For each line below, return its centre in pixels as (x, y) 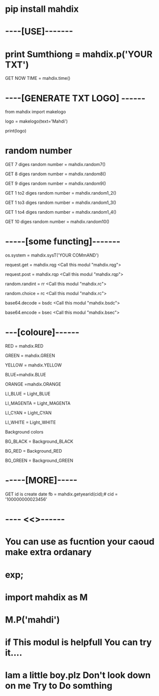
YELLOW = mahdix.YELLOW (34, 365)
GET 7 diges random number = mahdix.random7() (55, 165)
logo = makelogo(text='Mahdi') (36, 121)
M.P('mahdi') (33, 620)
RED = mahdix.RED (24, 346)
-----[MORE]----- (41, 481)
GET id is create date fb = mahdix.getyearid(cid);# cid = (62, 494)
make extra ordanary (48, 552)
